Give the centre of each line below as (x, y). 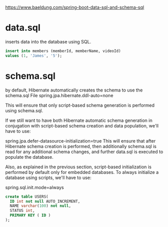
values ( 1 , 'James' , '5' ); (34, 56)
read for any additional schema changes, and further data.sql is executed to (84, 152)
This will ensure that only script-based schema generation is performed (80, 105)
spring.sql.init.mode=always (35, 187)
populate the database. (29, 157)
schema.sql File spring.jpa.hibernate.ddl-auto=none (59, 95)
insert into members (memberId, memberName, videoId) (63, 51)
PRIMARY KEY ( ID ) (30, 215)
